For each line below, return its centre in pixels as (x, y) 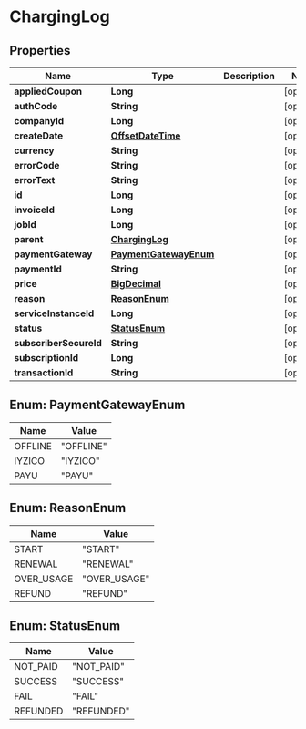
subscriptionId (46, 358)
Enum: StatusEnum (65, 626)
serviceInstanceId (54, 313)
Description (249, 76)
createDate (39, 136)
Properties (40, 51)
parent (29, 239)
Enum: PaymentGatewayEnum (97, 405)
